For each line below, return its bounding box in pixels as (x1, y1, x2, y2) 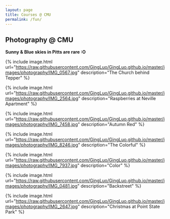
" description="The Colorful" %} (78, 142, 146, 148)
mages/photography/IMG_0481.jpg (5, 183, 78, 189)
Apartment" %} (5, 101, 37, 107)
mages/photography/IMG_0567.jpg (5, 69, 78, 76)
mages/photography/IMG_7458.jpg (5, 121, 78, 127)
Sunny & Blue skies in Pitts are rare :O (5, 49, 86, 55)
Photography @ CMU (5, 35, 74, 44)
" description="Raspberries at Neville (78, 96, 156, 102)
